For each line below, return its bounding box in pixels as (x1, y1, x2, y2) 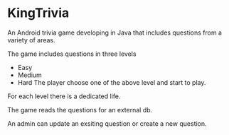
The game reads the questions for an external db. (7, 105, 153, 114)
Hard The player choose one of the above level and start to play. (17, 78, 206, 86)
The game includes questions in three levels (7, 49, 137, 58)
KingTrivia (7, 5, 70, 21)
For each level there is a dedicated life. (7, 92, 121, 100)
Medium (17, 71, 43, 79)
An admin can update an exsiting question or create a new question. (7, 119, 208, 128)
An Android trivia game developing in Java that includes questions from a (7, 28, 223, 37)
